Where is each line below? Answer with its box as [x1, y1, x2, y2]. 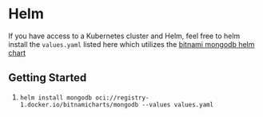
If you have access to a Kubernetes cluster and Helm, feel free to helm [8, 31, 241, 41]
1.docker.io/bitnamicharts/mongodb [19, 100, 139, 108]
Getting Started [8, 71, 87, 84]
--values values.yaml [141, 100, 214, 108]
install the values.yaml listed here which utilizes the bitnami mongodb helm [8, 39, 255, 49]
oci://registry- [95, 93, 149, 102]
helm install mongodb [19, 93, 92, 102]
